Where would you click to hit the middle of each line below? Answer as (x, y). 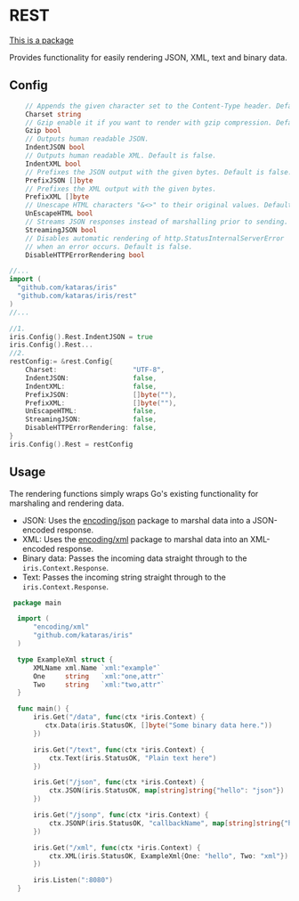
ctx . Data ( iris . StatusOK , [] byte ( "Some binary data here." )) (159, 726)
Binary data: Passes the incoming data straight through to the (134, 558)
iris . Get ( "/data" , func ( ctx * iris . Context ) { (118, 718)
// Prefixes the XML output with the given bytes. (121, 189)
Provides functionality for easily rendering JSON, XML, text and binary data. (148, 57)
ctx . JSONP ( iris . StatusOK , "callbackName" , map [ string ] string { (166, 823)
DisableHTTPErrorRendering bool (85, 255)
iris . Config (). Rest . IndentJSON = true (81, 337)
